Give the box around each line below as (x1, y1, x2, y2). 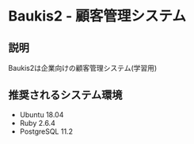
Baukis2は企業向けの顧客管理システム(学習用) (8, 64, 158, 72)
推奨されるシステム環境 (8, 88, 123, 102)
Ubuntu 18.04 (19, 109, 64, 119)
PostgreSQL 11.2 (19, 127, 74, 136)
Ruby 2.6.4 (19, 118, 55, 127)
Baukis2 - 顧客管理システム (8, 7, 186, 25)
